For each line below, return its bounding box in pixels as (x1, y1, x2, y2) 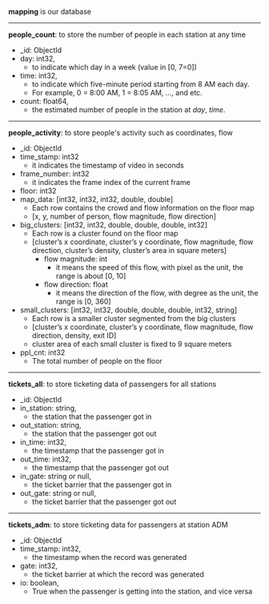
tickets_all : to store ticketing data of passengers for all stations (8, 380, 217, 389)
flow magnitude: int (43, 254, 108, 264)
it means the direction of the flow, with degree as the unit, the (55, 288, 259, 297)
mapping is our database (8, 7, 92, 16)
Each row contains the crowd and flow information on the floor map (31, 203, 255, 212)
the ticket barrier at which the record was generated (31, 570, 204, 579)
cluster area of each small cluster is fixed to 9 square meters (31, 340, 232, 348)
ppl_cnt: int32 (19, 348, 66, 357)
